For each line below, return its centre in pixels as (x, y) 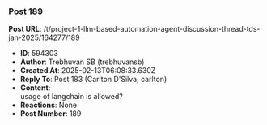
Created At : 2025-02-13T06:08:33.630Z (88, 71)
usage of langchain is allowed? (71, 97)
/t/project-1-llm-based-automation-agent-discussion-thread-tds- (152, 29)
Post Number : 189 (51, 114)
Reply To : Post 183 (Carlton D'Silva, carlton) (93, 80)
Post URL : (25, 29)
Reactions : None (49, 105)
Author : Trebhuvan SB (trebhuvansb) (82, 62)
